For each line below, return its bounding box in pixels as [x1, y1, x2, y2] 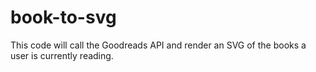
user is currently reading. [10, 49, 114, 61]
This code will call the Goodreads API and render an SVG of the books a [10, 39, 307, 51]
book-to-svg [10, 6, 117, 29]
